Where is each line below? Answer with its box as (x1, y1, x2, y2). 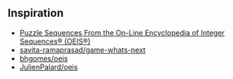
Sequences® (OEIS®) (19, 36, 91, 46)
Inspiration (7, 6, 64, 20)
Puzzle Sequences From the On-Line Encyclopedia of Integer (19, 27, 225, 37)
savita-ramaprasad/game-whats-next (19, 44, 146, 55)
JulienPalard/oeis (19, 62, 78, 72)
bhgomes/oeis (19, 53, 68, 63)
